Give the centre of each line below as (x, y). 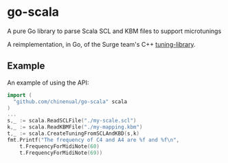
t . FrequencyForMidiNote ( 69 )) (61, 153)
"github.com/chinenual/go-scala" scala (70, 101)
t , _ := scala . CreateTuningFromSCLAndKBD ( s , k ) (73, 133)
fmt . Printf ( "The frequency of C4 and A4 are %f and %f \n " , (93, 140)
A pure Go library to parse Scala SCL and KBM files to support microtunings (114, 31)
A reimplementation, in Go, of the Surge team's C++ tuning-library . (101, 44)
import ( (20, 95)
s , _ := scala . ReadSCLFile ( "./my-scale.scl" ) (72, 121)
